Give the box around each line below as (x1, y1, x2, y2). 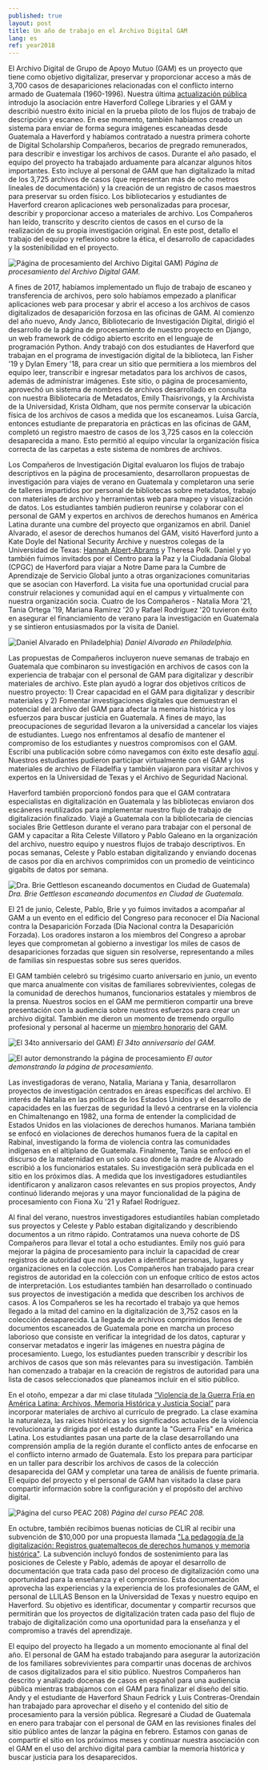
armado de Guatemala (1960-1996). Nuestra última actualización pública (8, 89, 247, 99)
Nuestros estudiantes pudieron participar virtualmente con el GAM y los (8, 755, 245, 765)
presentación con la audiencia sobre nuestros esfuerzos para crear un (8, 1005, 240, 1015)
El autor (186, 1053, 213, 1064)
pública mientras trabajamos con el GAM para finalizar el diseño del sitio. (8, 1684, 250, 1694)
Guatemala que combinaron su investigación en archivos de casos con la (8, 661, 250, 671)
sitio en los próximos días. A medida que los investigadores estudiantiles (8, 1171, 247, 1181)
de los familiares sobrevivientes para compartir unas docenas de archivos (8, 1658, 252, 1668)
